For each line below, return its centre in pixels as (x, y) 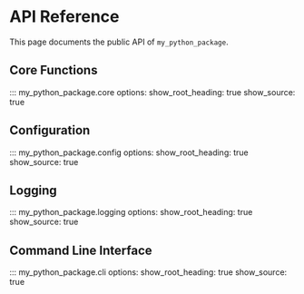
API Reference (64, 17)
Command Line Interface (81, 250)
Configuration (50, 130)
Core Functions (54, 70)
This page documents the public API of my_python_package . (119, 42)
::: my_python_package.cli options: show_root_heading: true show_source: (148, 272)
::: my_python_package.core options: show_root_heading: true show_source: (152, 92)
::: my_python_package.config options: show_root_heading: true (129, 152)
